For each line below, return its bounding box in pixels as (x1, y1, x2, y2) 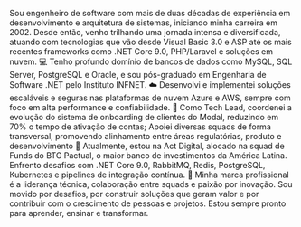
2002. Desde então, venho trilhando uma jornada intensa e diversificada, (9, 27, 281, 37)
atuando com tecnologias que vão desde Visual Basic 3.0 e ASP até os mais (9, 36, 292, 47)
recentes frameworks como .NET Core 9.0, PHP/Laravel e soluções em (9, 46, 274, 57)
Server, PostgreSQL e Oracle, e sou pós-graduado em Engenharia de (9, 70, 267, 80)
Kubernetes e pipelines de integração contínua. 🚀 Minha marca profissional (9, 169, 289, 180)
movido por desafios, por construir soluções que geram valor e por (9, 189, 259, 199)
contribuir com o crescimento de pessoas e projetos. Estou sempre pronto (9, 198, 287, 209)
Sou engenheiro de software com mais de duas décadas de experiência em (9, 8, 291, 18)
